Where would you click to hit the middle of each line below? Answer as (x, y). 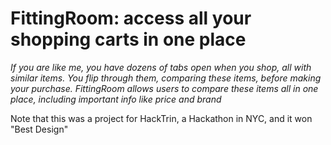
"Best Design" (39, 129)
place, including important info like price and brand (116, 99)
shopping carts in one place (128, 39)
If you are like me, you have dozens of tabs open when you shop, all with (161, 67)
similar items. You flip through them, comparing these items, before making (166, 78)
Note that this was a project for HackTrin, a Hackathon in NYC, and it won (161, 118)
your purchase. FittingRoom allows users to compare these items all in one (164, 88)
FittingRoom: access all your (131, 18)
